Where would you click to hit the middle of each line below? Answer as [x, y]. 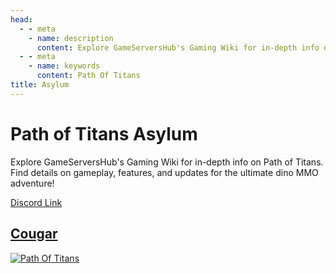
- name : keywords [64, 66]
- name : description [71, 38]
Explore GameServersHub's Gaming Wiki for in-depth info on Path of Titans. [167, 162]
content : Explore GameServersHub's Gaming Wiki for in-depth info [178, 47]
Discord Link [36, 202]
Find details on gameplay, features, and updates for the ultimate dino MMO [164, 172]
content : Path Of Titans [88, 76]
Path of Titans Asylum [104, 133]
